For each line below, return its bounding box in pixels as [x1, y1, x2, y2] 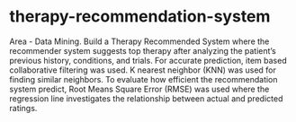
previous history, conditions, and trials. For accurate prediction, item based [9, 55, 287, 65]
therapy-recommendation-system [9, 6, 271, 27]
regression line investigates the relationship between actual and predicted [9, 92, 283, 104]
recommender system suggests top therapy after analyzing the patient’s [9, 45, 276, 56]
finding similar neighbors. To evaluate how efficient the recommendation [9, 74, 278, 84]
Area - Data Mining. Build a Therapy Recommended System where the [9, 36, 270, 47]
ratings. [9, 102, 38, 113]
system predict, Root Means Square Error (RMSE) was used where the [9, 83, 270, 94]
